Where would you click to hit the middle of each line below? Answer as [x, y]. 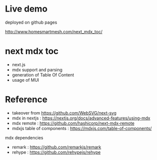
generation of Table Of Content [43, 75]
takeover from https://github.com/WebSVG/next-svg [64, 113]
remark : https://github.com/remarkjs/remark [57, 147]
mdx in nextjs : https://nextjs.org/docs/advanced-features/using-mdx [81, 118]
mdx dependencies [24, 138]
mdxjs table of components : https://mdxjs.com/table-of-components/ [82, 128]
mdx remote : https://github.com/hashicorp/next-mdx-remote [73, 123]
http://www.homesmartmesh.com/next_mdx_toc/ [54, 31]
